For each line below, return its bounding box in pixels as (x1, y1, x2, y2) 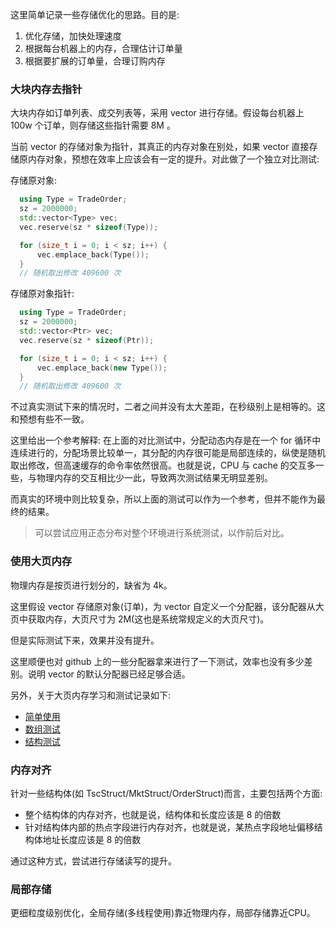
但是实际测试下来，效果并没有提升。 (10, 634, 160, 646)
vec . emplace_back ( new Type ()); (36, 363, 168, 373)
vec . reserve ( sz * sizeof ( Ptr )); (19, 335, 155, 345)
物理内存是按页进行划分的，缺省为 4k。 (10, 579, 173, 591)
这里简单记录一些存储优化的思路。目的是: (10, 9, 180, 20)
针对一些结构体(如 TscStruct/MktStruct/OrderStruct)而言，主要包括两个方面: (10, 787, 323, 799)
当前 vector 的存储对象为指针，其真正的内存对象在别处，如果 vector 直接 (10, 141, 310, 153)
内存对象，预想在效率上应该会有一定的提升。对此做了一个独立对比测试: (27, 153, 320, 165)
